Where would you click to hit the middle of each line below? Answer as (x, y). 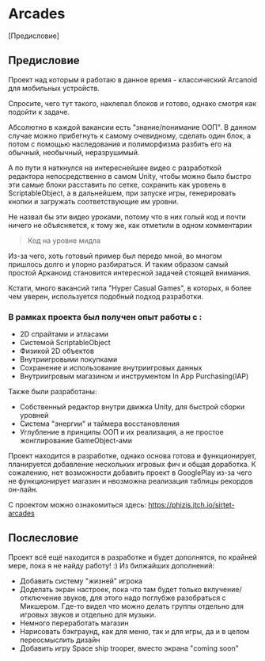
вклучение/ (223, 589)
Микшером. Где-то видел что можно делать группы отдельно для (131, 606)
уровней (34, 416)
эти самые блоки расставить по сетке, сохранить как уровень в (117, 184)
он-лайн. (23, 490)
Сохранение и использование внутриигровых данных (111, 368)
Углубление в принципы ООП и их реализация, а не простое (121, 432)
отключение (40, 598)
